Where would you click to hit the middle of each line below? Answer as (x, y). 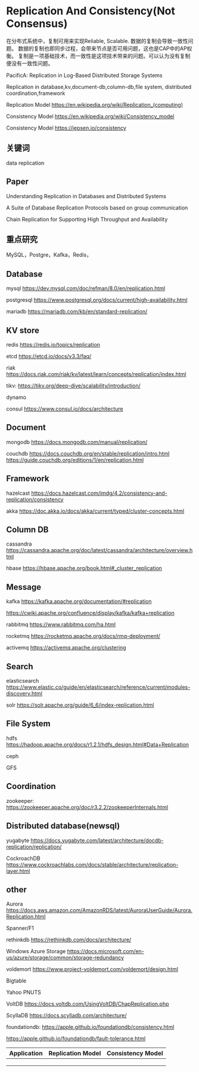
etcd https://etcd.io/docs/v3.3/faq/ (49, 356)
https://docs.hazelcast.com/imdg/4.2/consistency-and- (99, 493)
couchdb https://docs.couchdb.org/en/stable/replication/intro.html (88, 453)
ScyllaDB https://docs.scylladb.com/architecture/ (66, 1015)
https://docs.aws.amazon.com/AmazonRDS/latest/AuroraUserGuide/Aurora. (99, 910)
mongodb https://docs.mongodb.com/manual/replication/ (77, 442)
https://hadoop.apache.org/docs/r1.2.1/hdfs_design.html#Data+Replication (98, 744)
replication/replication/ (34, 846)
